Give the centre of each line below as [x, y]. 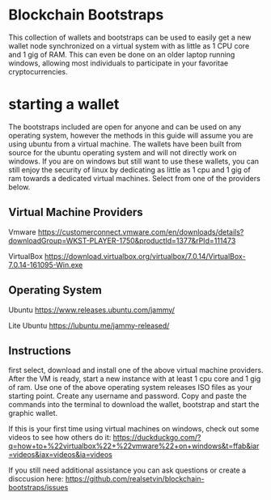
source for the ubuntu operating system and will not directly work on [123, 152]
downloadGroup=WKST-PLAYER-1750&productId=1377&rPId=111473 [122, 240]
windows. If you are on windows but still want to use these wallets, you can [134, 161]
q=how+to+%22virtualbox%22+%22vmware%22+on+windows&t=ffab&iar [134, 446]
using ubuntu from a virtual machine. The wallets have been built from [125, 144]
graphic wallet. [33, 413]
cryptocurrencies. [38, 71]
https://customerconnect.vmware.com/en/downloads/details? [141, 231]
